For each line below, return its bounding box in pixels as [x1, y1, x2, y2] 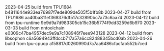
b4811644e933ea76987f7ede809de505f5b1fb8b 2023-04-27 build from [5, 9, 152, 15]
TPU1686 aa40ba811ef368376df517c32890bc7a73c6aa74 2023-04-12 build [5, 15, 160, 20]
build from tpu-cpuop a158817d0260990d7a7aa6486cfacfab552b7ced [5, 41, 147, 46]
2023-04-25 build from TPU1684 [5, 4, 72, 10]
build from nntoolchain [19, 25, 65, 31]
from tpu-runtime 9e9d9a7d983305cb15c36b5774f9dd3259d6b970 [5, 20, 143, 25]
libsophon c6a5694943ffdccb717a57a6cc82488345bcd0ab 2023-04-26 [5, 35, 153, 41]
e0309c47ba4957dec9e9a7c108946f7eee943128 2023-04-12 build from [5, 30, 153, 36]
